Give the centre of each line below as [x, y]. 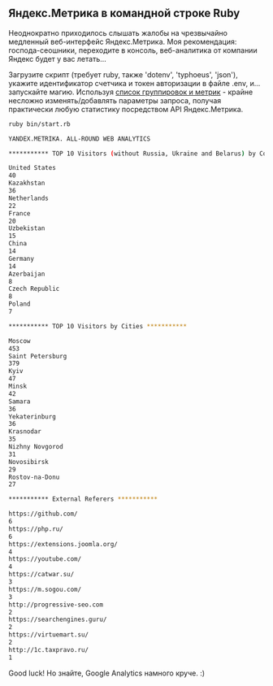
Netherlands [28, 198]
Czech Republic [34, 289]
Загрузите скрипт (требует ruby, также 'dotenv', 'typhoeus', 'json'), [123, 74]
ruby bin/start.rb [39, 124]
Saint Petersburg [38, 356]
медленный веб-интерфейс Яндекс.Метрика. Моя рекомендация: [123, 41]
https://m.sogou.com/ [45, 589]
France [19, 213]
